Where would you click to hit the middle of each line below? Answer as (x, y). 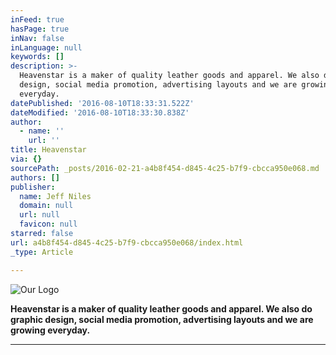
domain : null (46, 206)
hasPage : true (40, 29)
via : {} (26, 159)
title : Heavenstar (48, 150)
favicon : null (48, 224)
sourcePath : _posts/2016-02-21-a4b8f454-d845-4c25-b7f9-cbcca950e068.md (165, 168)
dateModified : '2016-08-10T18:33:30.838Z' (100, 112)
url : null (39, 215)
